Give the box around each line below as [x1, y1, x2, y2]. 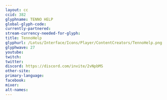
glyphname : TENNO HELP [5, 17, 53, 22]
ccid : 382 [5, 12, 26, 17]
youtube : [5, 49, 24, 55]
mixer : [5, 82, 19, 87]
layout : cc [5, 7, 28, 13]
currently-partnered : [5, 26, 51, 31]
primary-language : [5, 73, 44, 78]
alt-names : [5, 87, 28, 92]
